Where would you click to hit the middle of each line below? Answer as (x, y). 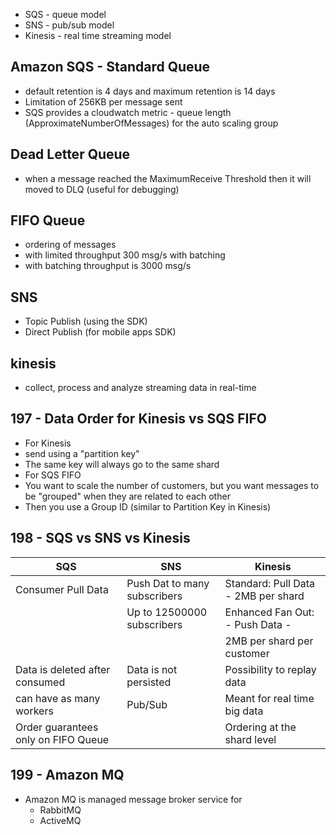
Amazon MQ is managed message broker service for (133, 799)
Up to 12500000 (167, 612)
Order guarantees (57, 727)
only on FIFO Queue (62, 739)
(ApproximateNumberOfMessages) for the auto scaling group (151, 123)
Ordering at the (260, 727)
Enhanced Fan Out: (269, 612)
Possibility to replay (270, 669)
